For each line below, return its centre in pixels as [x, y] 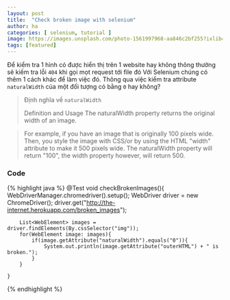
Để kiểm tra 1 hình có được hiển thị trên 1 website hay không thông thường [111, 65]
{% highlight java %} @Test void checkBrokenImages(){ [86, 188]
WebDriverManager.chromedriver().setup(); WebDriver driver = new [103, 195]
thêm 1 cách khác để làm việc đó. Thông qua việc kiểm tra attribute [102, 79]
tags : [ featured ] [32, 45]
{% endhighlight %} [35, 289]
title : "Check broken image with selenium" [72, 20]
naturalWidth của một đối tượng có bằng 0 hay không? [84, 87]
